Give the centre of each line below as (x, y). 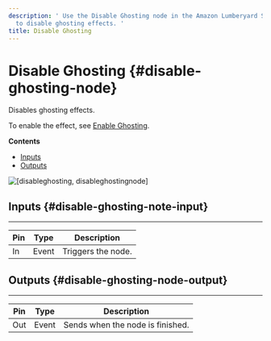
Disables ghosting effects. (52, 110)
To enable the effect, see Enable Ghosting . (79, 126)
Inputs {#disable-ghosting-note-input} (108, 206)
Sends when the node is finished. (126, 325)
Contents (24, 141)
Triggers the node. (97, 252)
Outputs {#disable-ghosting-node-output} (118, 280)
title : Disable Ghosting (50, 31)
